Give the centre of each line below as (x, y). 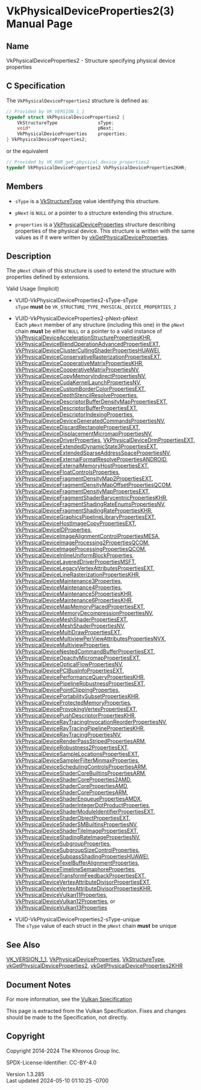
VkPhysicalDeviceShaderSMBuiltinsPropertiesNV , (76, 825)
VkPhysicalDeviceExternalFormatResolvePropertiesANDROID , (91, 459)
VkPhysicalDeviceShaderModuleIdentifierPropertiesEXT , (85, 811)
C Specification (36, 86)
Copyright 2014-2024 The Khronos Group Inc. (63, 1051)
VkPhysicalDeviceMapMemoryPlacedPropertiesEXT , (80, 606)
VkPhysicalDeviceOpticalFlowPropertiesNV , (69, 664)
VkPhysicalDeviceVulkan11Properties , (61, 895)
